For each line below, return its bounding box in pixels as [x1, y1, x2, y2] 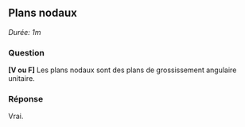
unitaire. [8, 74, 36, 83]
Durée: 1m [8, 27, 41, 37]
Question [8, 47, 45, 58]
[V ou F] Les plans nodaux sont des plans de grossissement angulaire [8, 65, 237, 75]
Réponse [8, 94, 44, 105]
